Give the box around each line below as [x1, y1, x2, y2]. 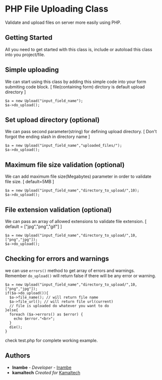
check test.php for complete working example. [5, 337, 98, 343]
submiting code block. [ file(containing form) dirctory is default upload [5, 84, 145, 89]
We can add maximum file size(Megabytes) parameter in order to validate [5, 173, 151, 179]
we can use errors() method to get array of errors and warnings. [5, 267, 135, 273]
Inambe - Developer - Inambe [12, 364, 72, 370]
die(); [9, 325, 23, 329]
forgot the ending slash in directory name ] [5, 134, 90, 139]
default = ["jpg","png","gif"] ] [5, 224, 62, 229]
